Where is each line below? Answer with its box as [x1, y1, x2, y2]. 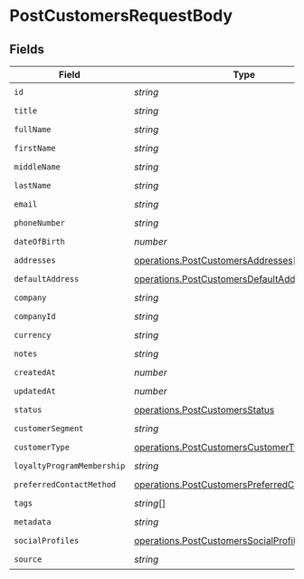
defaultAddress [14, 274, 80, 284]
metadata [14, 516, 52, 526]
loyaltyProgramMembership [14, 460, 126, 471]
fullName [14, 124, 52, 134]
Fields [9, 42, 45, 57]
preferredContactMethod [14, 479, 117, 489]
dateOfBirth [14, 236, 66, 246]
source [14, 554, 43, 565]
